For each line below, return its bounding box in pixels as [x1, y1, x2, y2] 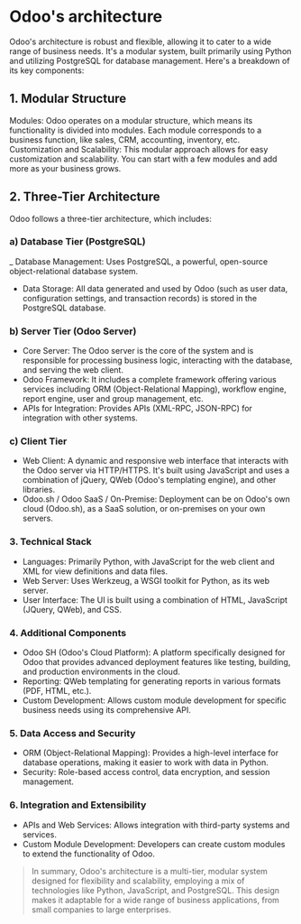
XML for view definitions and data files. [22, 566, 169, 577]
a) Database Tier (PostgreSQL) [9, 236, 146, 248]
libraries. [22, 485, 56, 495]
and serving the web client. [22, 365, 124, 375]
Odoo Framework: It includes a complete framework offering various [22, 374, 277, 385]
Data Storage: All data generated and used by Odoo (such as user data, [22, 282, 288, 294]
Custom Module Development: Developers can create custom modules [22, 838, 286, 849]
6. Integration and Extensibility [9, 799, 147, 811]
